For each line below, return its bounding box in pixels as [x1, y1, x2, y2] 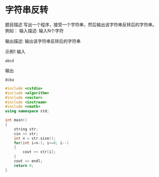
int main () [5, 118, 27, 123]
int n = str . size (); [14, 136, 56, 141]
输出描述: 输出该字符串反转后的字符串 [5, 38, 81, 44]
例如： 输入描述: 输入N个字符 [5, 27, 64, 33]
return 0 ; [14, 163, 34, 168]
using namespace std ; [5, 109, 50, 114]
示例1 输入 [5, 49, 26, 54]
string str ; [14, 126, 38, 131]
